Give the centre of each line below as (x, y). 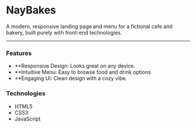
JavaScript (27, 119)
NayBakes (31, 10)
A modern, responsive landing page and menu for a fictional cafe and (90, 26)
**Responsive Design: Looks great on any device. (75, 66)
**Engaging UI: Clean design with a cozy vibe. (71, 78)
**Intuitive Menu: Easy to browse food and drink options (83, 72)
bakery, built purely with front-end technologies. (64, 32)
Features (19, 53)
